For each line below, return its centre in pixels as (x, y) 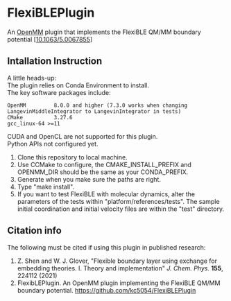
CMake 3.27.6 (40, 117)
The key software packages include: (59, 92)
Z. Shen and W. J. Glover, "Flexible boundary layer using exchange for (117, 261)
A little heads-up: (32, 78)
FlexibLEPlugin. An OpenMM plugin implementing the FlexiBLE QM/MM (119, 283)
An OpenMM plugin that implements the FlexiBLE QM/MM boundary (104, 32)
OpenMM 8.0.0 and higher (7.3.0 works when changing (97, 105)
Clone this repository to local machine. (72, 157)
